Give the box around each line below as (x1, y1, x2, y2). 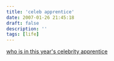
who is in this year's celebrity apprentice (6, 48, 108, 55)
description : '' (6, 25, 47, 32)
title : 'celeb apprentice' (6, 8, 75, 15)
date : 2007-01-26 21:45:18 (6, 14, 75, 21)
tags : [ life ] (6, 31, 39, 37)
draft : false (6, 20, 39, 26)
